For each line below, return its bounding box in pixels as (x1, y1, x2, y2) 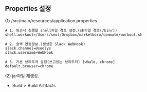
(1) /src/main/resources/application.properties (5, 17, 97, 23)
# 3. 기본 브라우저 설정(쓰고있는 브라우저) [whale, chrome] (5, 60, 115, 64)
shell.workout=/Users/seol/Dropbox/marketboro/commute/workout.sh (5, 32, 143, 37)
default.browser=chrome (5, 63, 54, 69)
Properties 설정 (5, 4, 51, 13)
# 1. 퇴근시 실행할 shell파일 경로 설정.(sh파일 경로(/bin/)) (5, 28, 118, 33)
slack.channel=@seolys (5, 46, 51, 51)
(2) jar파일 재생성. (5, 73, 39, 78)
